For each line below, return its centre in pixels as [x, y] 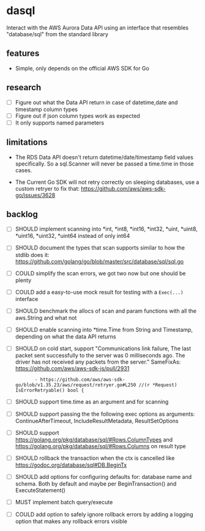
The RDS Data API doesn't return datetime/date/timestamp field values [104, 157]
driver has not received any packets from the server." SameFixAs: [98, 362]
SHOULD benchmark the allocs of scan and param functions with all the [106, 311]
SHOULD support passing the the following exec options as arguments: [105, 414]
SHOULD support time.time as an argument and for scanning [92, 402]
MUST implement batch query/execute [64, 502]
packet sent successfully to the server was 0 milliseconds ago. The [100, 355]
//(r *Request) [158, 385]
